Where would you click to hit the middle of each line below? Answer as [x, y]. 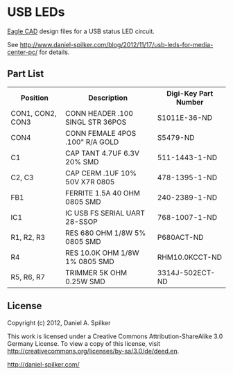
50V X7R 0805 [90, 182]
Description [108, 98]
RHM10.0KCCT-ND [190, 257]
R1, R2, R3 [28, 237]
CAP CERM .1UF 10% [101, 173]
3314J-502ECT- [186, 272]
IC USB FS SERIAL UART [105, 213]
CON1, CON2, [34, 113]
